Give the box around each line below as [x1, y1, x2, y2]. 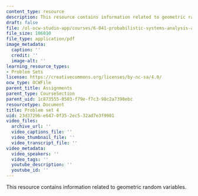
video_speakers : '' [11, 151, 60, 157]
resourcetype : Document [6, 101, 65, 108]
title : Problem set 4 [6, 107, 60, 113]
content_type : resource [6, 8, 65, 15]
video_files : [6, 118, 38, 124]
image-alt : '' [11, 58, 46, 64]
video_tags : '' [11, 157, 49, 162]
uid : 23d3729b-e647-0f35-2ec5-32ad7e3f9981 [6, 112, 115, 118]
